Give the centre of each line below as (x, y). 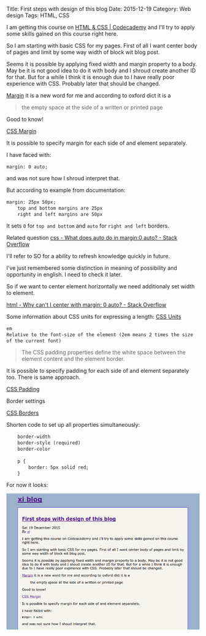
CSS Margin (21, 131)
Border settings (26, 401)
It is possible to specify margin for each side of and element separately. (97, 143)
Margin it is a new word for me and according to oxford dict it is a (89, 95)
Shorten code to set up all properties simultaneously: (73, 425)
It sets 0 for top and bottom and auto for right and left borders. (88, 226)
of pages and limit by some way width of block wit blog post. (83, 52)
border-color (34, 449)
